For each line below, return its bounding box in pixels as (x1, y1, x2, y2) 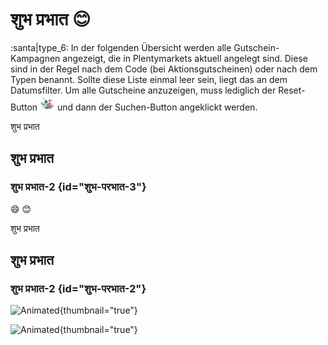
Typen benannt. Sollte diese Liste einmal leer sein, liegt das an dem (10, 73, 288, 85)
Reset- (278, 84, 306, 96)
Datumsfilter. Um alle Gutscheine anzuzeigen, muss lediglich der (10, 84, 277, 96)
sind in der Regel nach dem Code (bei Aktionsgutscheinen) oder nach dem (10, 63, 318, 75)
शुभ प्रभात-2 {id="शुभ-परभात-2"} (10, 281, 147, 295)
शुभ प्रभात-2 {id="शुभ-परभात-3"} (10, 180, 147, 194)
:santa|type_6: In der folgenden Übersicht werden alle (10, 41, 232, 53)
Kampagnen (10, 52, 61, 64)
